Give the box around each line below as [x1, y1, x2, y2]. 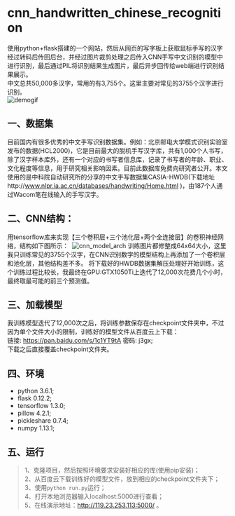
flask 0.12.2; [17, 394, 52, 402]
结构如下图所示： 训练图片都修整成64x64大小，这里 [19, 241, 227, 250]
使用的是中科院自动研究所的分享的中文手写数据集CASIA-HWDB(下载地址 [7, 172, 215, 181]
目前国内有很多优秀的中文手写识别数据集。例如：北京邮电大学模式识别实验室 [7, 137, 228, 146]
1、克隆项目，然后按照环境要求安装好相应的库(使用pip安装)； [24, 466, 201, 474]
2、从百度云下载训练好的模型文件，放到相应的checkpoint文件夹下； [24, 475, 220, 483]
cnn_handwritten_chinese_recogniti [7, 5, 222, 21]
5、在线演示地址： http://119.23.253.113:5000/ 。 [24, 501, 163, 509]
